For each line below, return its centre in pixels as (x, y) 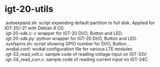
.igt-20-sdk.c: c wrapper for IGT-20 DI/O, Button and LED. (64, 33)
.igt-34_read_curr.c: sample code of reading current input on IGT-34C (76, 59)
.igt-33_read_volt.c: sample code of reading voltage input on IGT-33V (76, 54)
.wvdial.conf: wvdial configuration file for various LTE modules (69, 49)
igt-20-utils (29, 9)
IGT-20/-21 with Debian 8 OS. (35, 28)
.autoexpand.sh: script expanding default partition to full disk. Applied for (80, 23)
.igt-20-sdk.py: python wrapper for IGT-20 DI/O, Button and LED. (71, 38)
